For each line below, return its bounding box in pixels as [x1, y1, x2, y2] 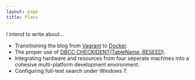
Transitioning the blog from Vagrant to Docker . [14, 42, 128, 49]
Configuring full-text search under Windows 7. [14, 67, 128, 74]
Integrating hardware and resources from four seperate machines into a [14, 55, 189, 62]
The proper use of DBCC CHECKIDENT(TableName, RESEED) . [14, 48, 166, 55]
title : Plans [6, 14, 38, 20]
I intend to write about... [6, 30, 64, 37]
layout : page [6, 8, 38, 15]
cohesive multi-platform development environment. [14, 60, 140, 68]
